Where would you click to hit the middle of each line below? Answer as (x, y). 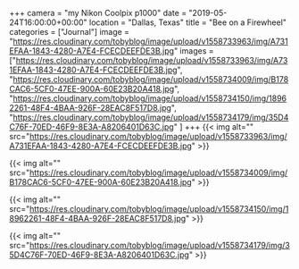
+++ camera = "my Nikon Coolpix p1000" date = (98, 13)
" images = (194, 51)
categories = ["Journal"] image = (70, 32)
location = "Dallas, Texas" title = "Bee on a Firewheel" (188, 22)
